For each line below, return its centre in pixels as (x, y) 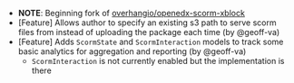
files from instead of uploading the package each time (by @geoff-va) (149, 32)
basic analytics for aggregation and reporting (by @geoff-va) (132, 51)
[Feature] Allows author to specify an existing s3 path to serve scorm (147, 23)
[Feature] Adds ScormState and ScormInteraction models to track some (151, 41)
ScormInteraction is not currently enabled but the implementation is (158, 61)
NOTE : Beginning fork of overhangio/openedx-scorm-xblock (131, 13)
